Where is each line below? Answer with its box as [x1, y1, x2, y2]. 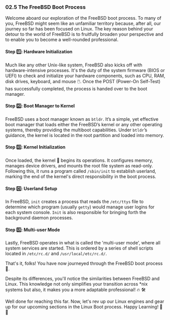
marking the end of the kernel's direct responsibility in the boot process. [5, 173, 156, 180]
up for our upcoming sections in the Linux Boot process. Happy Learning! [5, 304, 159, 310]
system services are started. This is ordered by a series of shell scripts [5, 245, 153, 252]
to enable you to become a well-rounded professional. [5, 37, 119, 43]
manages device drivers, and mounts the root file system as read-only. [5, 162, 153, 168]
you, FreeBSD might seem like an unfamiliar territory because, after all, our [5, 20, 161, 26]
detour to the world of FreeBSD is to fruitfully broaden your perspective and [5, 31, 163, 38]
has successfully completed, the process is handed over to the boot [5, 85, 148, 92]
